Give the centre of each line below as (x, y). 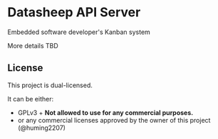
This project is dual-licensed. (50, 85)
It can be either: (31, 99)
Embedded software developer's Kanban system (79, 32)
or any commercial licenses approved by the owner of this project (114, 120)
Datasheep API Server (74, 12)
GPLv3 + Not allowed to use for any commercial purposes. (105, 112)
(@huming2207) (42, 128)
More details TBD (33, 45)
